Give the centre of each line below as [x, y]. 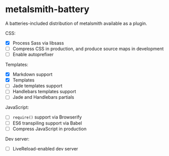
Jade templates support [37, 86]
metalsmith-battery [47, 9]
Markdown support [32, 74]
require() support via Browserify [47, 117]
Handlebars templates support [44, 92]
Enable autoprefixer [33, 55]
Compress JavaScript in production [50, 129]
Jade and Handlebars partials [43, 97]
